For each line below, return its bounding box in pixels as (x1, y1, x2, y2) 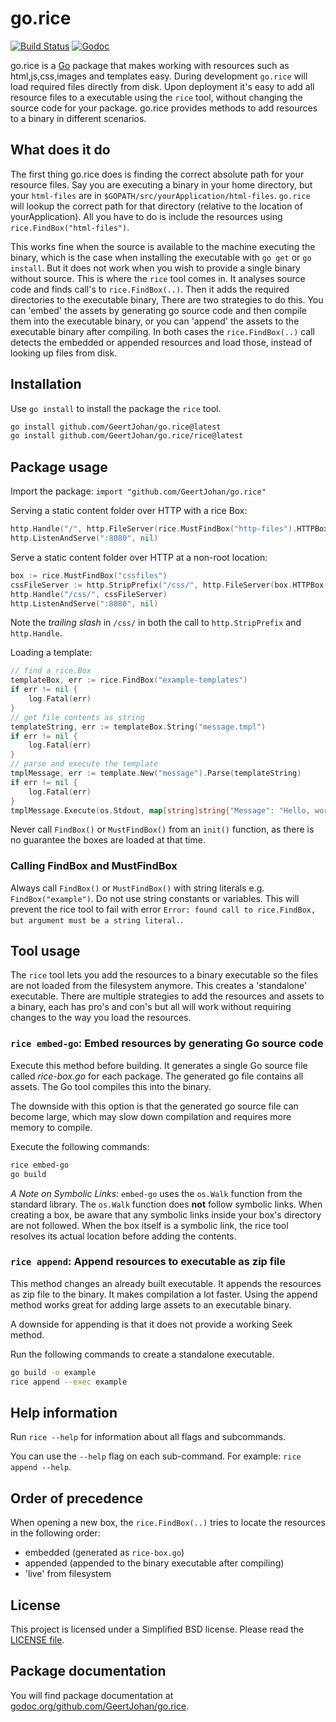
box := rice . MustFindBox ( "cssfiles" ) (10, 570, 168, 581)
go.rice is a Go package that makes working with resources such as (10, 59, 290, 71)
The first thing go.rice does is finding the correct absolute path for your (10, 168, 305, 180)
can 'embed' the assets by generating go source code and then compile (10, 304, 308, 316)
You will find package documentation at (10, 1689, 174, 1701)
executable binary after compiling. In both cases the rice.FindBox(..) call (10, 325, 316, 337)
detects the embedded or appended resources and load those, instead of (10, 336, 313, 348)
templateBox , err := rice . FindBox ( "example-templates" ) (10, 675, 248, 686)
